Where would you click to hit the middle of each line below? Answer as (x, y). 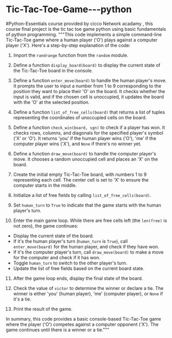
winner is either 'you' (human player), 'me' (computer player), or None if (88, 294)
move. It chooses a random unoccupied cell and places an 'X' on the (85, 159)
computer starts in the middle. (45, 185)
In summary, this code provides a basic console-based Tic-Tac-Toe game (84, 319)
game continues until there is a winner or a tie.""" (58, 330)
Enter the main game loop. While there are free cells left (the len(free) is (90, 220)
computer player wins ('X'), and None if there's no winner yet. (77, 144)
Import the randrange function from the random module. (71, 55)
